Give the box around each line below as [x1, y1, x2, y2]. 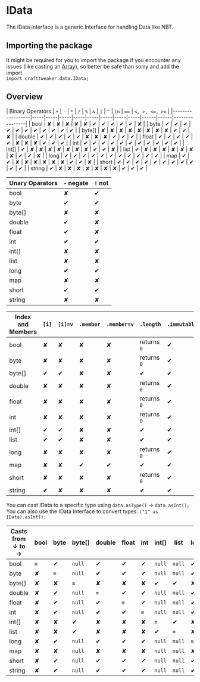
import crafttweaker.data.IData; [6, 75, 89, 81]
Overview [6, 92, 43, 102]
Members [9, 328, 37, 336]
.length [139, 320, 161, 328]
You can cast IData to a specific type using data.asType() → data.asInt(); [6, 501, 190, 508]
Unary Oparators [9, 178, 58, 187]
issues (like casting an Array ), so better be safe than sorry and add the [6, 63, 180, 70]
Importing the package [6, 41, 93, 51]
